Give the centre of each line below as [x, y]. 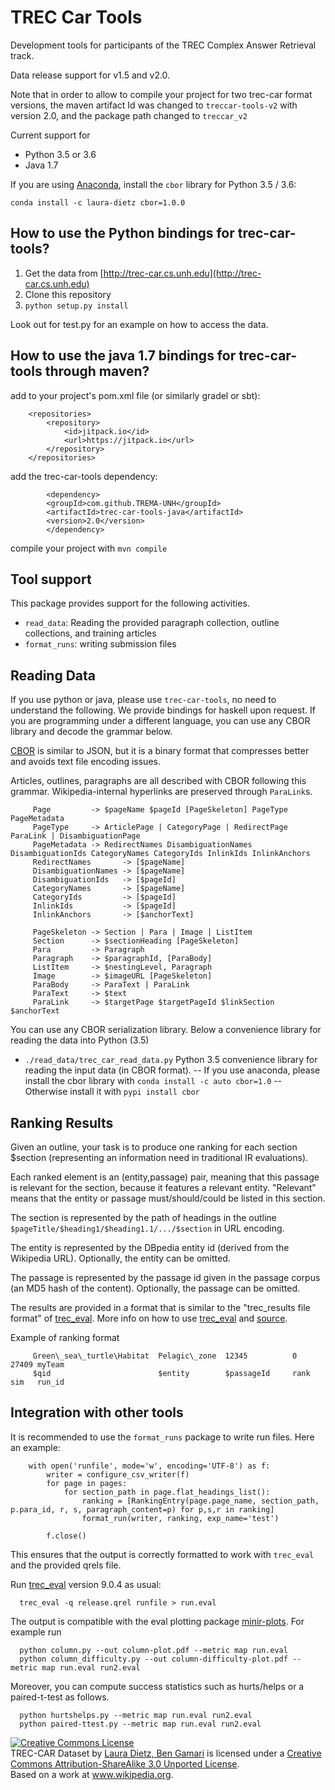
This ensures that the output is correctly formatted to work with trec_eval [162, 1554]
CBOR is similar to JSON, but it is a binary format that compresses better [160, 751]
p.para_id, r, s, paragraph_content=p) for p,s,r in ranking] [142, 1509]
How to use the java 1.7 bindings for [123, 356]
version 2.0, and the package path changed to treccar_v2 [129, 115]
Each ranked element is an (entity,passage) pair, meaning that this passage [165, 1177]
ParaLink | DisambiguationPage [75, 836]
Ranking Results [62, 1122]
